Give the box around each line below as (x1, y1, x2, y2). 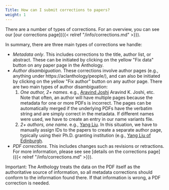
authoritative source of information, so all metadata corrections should (5, 169, 153, 175)
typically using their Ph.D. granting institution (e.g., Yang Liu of (20, 132, 151, 138)
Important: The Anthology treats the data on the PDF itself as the (5, 164, 141, 170)
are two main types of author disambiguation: (12, 83, 108, 89)
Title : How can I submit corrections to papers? (5, 7, 110, 13)
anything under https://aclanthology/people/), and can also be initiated (12, 73, 160, 79)
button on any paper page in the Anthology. (12, 62, 104, 68)
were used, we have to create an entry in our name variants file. (20, 116, 154, 122)
